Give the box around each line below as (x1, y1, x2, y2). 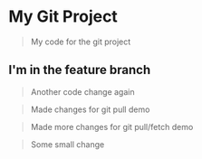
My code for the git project (30, 36, 131, 47)
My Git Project (8, 6, 119, 27)
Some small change (30, 138, 105, 150)
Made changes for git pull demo (30, 104, 150, 115)
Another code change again (30, 86, 135, 97)
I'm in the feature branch (8, 62, 151, 78)
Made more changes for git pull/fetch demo (30, 121, 194, 132)
